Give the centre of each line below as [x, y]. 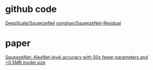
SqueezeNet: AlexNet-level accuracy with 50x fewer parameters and [76, 57]
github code [31, 9]
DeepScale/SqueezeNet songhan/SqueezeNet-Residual [63, 23]
